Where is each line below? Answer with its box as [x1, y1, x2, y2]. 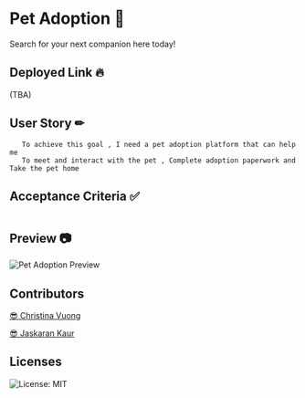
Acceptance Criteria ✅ [9, 188, 140, 204]
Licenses [9, 354, 62, 370]
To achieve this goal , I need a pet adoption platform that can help [21, 140, 297, 149]
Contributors [9, 286, 85, 301]
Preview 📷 [9, 230, 72, 246]
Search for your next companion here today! [9, 38, 176, 49]
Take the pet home [9, 163, 79, 173]
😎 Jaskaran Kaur [9, 328, 75, 339]
